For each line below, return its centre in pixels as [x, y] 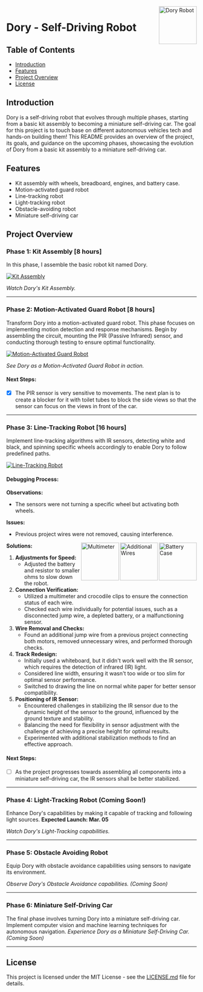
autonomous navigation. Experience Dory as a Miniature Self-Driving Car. [98, 931]
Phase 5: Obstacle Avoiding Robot [57, 852]
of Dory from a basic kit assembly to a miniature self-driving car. [86, 149]
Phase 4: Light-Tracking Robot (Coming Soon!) [76, 800]
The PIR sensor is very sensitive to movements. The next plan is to [98, 392]
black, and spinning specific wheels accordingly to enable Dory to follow [97, 447]
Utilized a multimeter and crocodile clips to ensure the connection [106, 597]
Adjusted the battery [50, 564]
